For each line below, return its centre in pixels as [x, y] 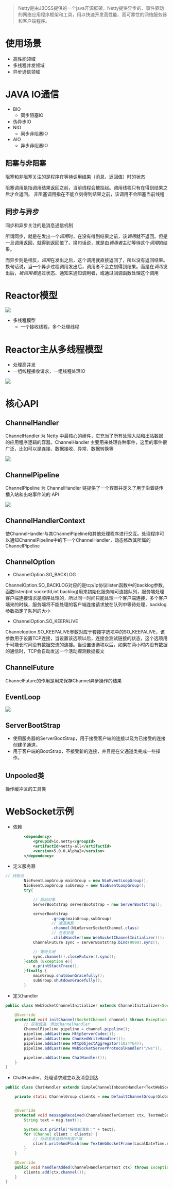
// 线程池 [15, 876]
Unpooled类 [25, 775]
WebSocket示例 [40, 812]
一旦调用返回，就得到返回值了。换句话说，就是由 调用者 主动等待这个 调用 [82, 243]
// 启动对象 [44, 900]
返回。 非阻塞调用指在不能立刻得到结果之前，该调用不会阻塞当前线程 [92, 194]
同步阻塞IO [32, 115]
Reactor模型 [32, 295]
